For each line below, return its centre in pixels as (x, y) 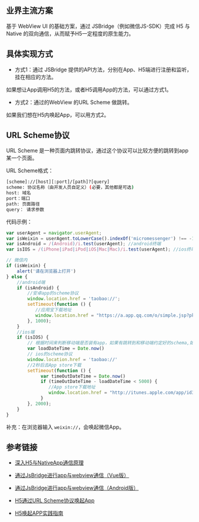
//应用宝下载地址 (54, 310)
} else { (17, 277)
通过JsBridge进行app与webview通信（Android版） (77, 488)
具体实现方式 (30, 54)
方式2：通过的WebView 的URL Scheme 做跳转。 (73, 102)
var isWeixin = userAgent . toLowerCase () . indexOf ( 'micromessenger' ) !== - (99, 238)
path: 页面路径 (23, 204)
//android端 (31, 282)
